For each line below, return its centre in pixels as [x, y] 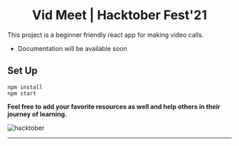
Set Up [22, 71]
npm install [25, 87]
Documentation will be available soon [73, 48]
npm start [22, 93]
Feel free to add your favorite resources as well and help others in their [114, 106]
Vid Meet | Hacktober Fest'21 [119, 15]
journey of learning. [37, 114]
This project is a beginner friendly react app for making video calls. [106, 35]
